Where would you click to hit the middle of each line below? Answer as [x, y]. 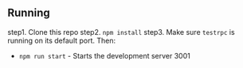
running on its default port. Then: [62, 40]
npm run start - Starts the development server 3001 [104, 55]
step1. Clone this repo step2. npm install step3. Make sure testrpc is [121, 32]
